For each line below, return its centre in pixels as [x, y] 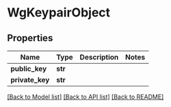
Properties [30, 38]
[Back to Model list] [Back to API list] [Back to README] [85, 97]
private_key [30, 80]
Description [99, 57]
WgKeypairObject [59, 13]
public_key [29, 69]
